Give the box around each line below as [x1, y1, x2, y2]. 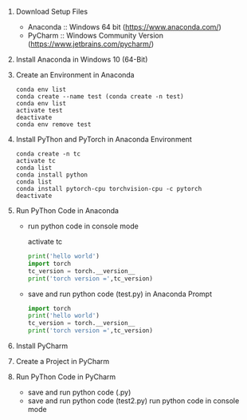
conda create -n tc [15, 150, 81, 158]
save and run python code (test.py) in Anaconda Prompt [27, 289, 213, 299]
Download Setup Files [15, 7, 88, 16]
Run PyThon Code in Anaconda [15, 206, 120, 215]
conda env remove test [15, 121, 92, 129]
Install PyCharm [15, 341, 69, 351]
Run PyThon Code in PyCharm [15, 372, 116, 382]
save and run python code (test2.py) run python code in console [27, 396, 240, 406]
